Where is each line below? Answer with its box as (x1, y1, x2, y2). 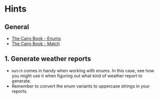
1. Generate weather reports (4, 55, 91, 63)
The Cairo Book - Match (11, 41, 60, 47)
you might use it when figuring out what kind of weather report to (11, 73, 143, 79)
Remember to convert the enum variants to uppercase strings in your (11, 83, 150, 89)
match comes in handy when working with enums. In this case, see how (11, 67, 154, 73)
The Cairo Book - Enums (11, 35, 61, 41)
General (4, 23, 30, 31)
